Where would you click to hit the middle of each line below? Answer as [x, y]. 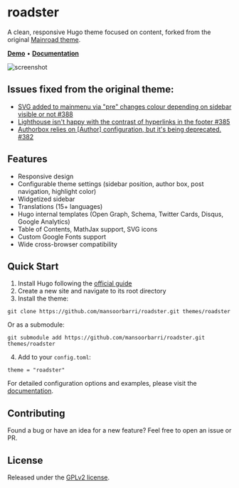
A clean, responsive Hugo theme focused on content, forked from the [109, 32]
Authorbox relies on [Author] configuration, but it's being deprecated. [119, 129]
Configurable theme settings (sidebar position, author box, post [111, 184]
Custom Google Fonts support [62, 237]
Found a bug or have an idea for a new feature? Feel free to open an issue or [119, 430]
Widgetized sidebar [46, 199]
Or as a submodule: [36, 325]
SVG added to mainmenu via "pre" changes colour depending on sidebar [124, 107]
